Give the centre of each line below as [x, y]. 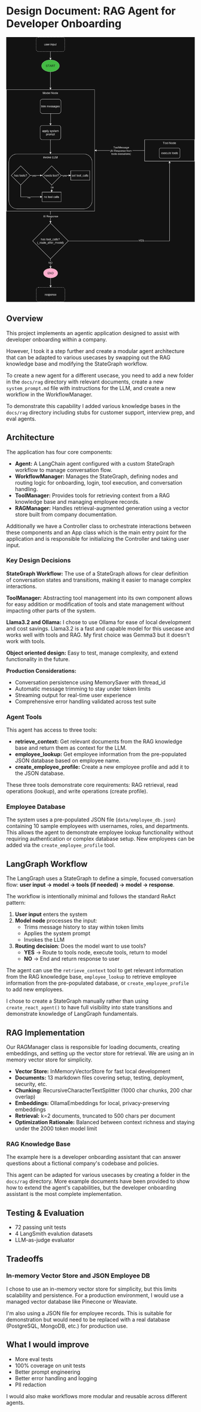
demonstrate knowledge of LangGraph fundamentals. [72, 1014]
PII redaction [31, 1384]
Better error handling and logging [56, 1378]
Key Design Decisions [39, 561]
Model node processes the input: [56, 921]
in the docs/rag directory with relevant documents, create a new [85, 382]
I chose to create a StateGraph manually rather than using [77, 1001]
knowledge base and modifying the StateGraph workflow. [77, 364]
